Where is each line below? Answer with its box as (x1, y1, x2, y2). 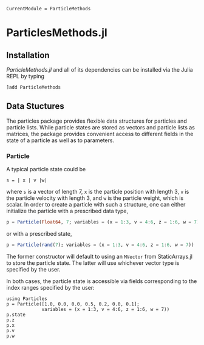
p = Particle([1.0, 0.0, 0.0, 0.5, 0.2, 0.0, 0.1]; (6, 301, 140, 307)
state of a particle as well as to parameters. (6, 137, 114, 144)
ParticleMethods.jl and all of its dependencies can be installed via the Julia (6, 66, 193, 73)
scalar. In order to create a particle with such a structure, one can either (6, 200, 186, 208)
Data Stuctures (6, 101, 65, 112)
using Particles (6, 295, 47, 302)
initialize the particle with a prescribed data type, (6, 207, 129, 214)
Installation (6, 50, 50, 60)
